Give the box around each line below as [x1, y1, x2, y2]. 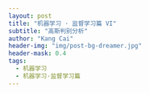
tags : [8, 57, 27, 66]
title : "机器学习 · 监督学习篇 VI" [8, 19, 117, 27]
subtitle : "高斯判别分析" [8, 27, 89, 35]
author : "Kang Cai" [8, 34, 74, 43]
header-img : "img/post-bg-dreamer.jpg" [8, 42, 143, 50]
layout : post [8, 11, 52, 20]
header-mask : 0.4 [8, 49, 67, 57]
